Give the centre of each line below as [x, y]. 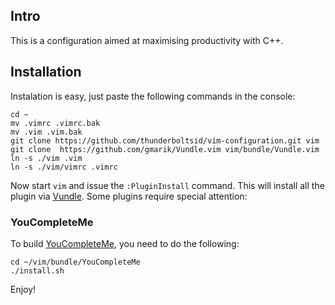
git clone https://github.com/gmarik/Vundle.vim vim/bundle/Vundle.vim [165, 149]
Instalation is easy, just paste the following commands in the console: [153, 96]
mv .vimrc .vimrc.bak [55, 123]
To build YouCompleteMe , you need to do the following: [125, 243]
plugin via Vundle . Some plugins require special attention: [129, 196]
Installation [46, 72]
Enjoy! [23, 289]
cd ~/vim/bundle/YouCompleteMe [75, 262]
